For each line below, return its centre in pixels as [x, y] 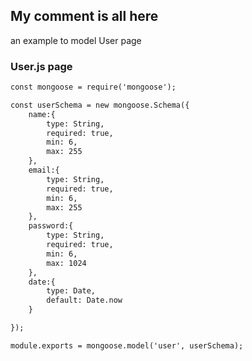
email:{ [44, 170]
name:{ [42, 114]
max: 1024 [66, 263]
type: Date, [71, 291]
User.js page [41, 66]
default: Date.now [84, 300]
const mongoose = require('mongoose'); [93, 87]
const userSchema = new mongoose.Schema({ [100, 105]
